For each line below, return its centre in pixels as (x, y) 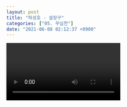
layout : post (23, 12)
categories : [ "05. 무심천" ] (40, 23)
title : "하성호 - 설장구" (35, 18)
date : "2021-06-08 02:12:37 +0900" (51, 29)
